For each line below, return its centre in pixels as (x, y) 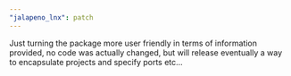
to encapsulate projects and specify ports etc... (96, 62)
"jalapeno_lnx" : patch (51, 17)
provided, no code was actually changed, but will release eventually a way (146, 52)
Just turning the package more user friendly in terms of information (133, 43)
